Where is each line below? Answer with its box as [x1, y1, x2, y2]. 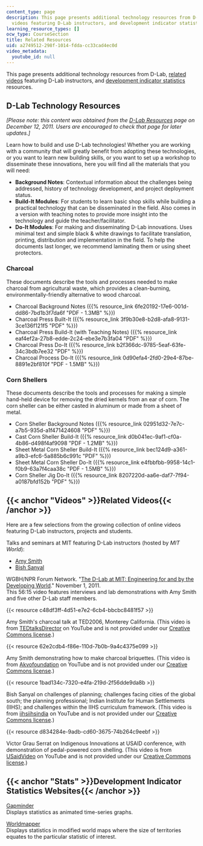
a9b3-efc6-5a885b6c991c [14, 453, 82, 460]
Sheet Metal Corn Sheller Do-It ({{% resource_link [14, 459, 140, 466]
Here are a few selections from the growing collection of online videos [6, 521, 181, 528]
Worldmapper [6, 820, 40, 827]
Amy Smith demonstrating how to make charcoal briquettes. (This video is [6, 654, 190, 662]
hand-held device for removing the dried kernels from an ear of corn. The [6, 396, 190, 403]
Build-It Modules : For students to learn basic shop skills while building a [14, 198, 196, 205]
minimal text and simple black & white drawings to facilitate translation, [14, 230, 192, 237]
